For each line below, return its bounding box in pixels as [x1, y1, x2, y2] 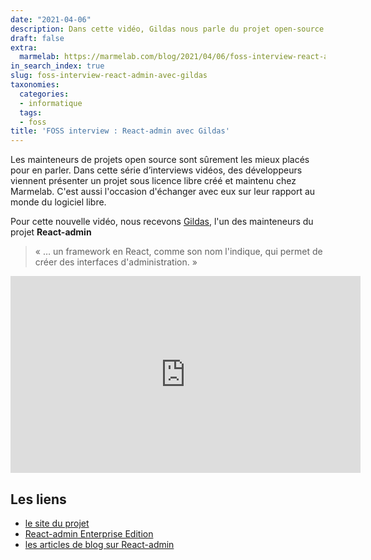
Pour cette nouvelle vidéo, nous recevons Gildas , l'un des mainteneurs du [10, 216, 314, 228]
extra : [10, 42, 38, 53]
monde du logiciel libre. [10, 196, 107, 208]
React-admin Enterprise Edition [24, 527, 154, 540]
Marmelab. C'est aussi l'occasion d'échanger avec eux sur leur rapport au [10, 186, 316, 198]
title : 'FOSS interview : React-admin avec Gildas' [10, 126, 230, 136]
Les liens [10, 491, 67, 508]
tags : [19, 107, 43, 118]
